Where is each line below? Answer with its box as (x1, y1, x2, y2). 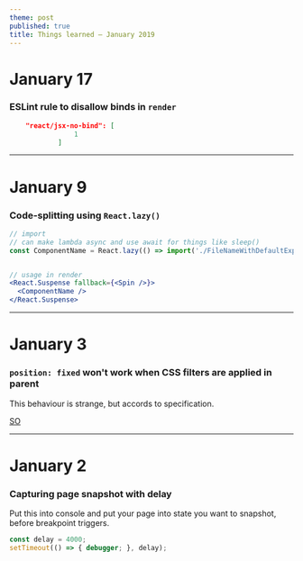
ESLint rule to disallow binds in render (9, 101, 177, 113)
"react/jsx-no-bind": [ (25, 121, 115, 131)
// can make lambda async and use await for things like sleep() (9, 238, 260, 247)
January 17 (9, 68, 93, 89)
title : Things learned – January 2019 (9, 30, 155, 39)
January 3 (9, 334, 87, 355)
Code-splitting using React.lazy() (9, 209, 161, 222)
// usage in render (9, 270, 83, 279)
